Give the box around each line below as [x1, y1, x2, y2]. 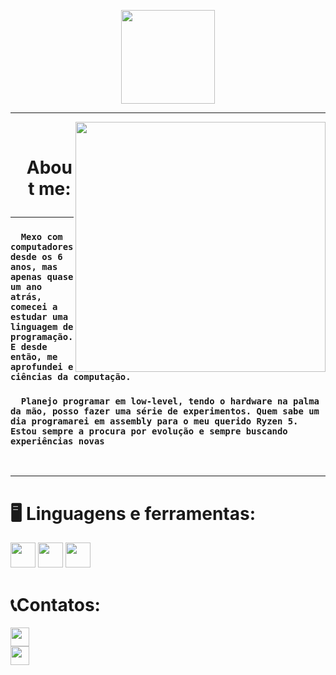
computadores [10, 241, 74, 253]
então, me [10, 351, 58, 363]
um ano [10, 281, 43, 293]
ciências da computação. [10, 371, 132, 383]
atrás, [10, 291, 43, 303]
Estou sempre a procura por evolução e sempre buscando [10, 426, 288, 437]
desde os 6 [10, 251, 63, 263]
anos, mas [10, 261, 58, 273]
